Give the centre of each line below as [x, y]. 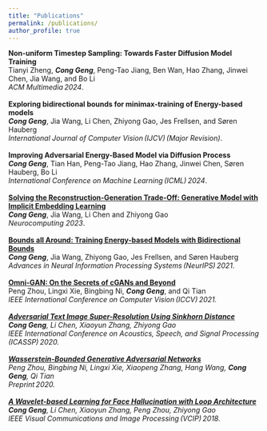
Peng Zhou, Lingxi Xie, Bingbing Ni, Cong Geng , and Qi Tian [107, 291]
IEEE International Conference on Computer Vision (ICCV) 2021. [113, 300]
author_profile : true [44, 30]
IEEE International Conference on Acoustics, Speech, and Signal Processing [134, 333]
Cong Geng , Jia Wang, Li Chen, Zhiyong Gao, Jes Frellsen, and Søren [123, 122]
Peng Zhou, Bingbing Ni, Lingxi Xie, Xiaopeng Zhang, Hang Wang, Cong [128, 368]
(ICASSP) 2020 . [34, 342]
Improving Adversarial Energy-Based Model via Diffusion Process [120, 155]
